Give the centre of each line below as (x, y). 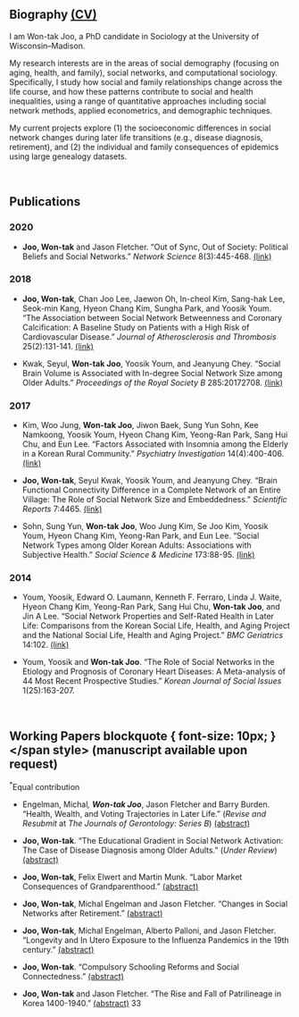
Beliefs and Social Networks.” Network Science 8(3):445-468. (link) (147, 256)
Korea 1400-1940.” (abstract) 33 (81, 1003)
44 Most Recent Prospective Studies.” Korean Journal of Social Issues (152, 681)
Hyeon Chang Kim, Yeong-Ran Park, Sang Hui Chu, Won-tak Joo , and (151, 607)
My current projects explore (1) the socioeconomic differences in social (140, 128)
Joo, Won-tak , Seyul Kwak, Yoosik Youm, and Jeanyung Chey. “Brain (150, 481)
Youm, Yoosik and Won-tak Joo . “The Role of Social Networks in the (148, 662)
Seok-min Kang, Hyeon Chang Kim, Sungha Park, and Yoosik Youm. (147, 308)
